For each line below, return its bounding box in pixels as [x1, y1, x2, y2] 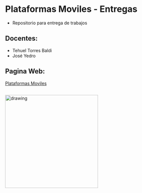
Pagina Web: [5, 67, 46, 75]
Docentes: [5, 34, 38, 43]
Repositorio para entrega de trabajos [12, 20, 88, 26]
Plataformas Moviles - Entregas [5, 3, 138, 15]
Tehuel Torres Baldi [12, 47, 52, 53]
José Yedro [12, 53, 36, 59]
